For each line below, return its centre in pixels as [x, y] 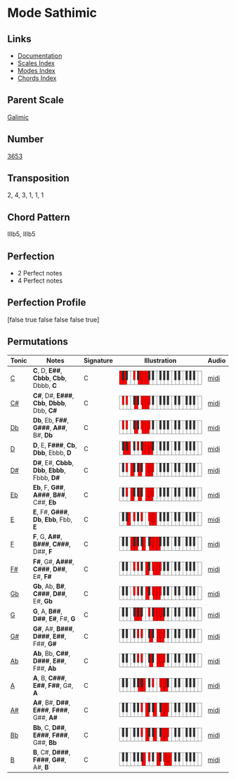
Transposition [39, 178]
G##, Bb [45, 742]
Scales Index [36, 63]
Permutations [38, 342]
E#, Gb [42, 601]
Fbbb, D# [46, 477]
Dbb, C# [45, 410]
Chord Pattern [39, 217]
